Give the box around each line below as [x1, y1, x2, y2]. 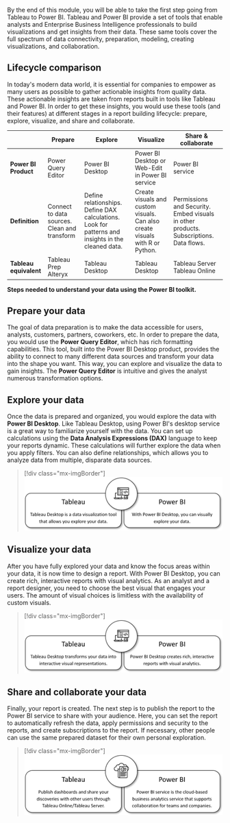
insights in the [84, 235, 124, 243]
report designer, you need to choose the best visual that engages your [7, 584, 206, 592]
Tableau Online [173, 267, 216, 275]
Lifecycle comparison [7, 62, 101, 74]
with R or [134, 238, 160, 247]
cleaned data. [84, 243, 123, 251]
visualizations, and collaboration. [7, 42, 100, 50]
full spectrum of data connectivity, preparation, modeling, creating [7, 35, 194, 43]
